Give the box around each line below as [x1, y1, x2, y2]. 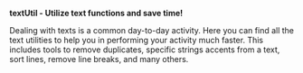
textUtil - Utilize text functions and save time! [9, 8, 184, 18]
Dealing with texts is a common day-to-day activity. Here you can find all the [9, 25, 295, 35]
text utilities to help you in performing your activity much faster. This [9, 35, 264, 45]
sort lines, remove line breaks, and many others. [9, 54, 189, 64]
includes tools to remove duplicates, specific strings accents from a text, [9, 44, 280, 55]
